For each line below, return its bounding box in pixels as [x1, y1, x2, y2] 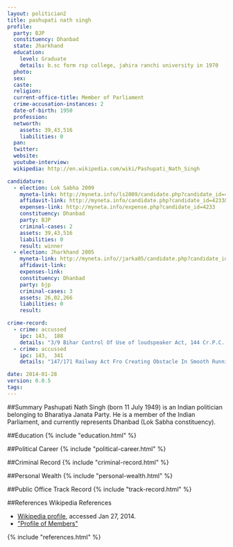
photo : [13, 68, 33, 75]
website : [13, 152, 39, 160]
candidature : [7, 178, 45, 185]
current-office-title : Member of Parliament [13, 95, 144, 101]
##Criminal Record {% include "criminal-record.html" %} [7, 458, 170, 466]
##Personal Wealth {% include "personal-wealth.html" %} [7, 471, 173, 480]
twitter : [13, 146, 39, 153]
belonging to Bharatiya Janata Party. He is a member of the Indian [7, 410, 196, 418]
